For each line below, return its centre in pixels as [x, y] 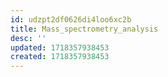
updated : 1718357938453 [60, 47]
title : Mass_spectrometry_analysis [84, 29]
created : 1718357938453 [60, 57]
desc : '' [28, 38]
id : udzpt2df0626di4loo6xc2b [71, 19]
